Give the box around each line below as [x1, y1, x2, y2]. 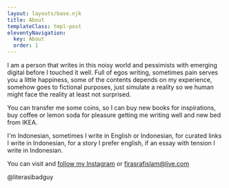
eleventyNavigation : [7, 29, 67, 36]
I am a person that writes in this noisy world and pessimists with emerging [7, 61, 217, 69]
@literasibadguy [7, 173, 54, 181]
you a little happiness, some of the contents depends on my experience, [7, 76, 212, 83]
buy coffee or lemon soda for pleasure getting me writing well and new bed [7, 111, 221, 119]
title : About [7, 17, 45, 23]
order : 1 [13, 42, 39, 49]
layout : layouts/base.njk [7, 10, 81, 17]
